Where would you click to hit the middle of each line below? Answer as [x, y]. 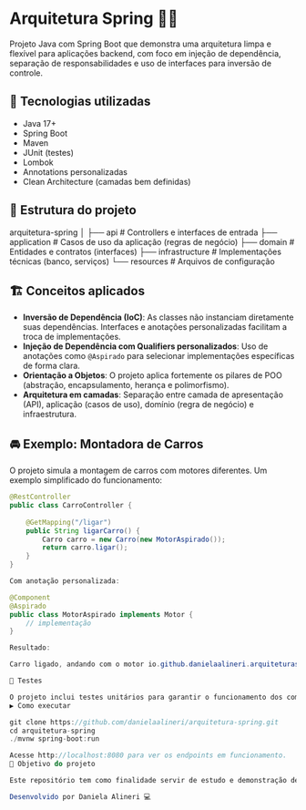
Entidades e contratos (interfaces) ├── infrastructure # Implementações [146, 251]
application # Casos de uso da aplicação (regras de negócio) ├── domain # [152, 241]
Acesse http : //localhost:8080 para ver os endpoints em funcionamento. [148, 755]
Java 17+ [39, 123]
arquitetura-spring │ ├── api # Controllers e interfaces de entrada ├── [143, 232]
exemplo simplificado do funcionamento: [86, 480]
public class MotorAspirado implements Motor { [102, 614]
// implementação [59, 623]
